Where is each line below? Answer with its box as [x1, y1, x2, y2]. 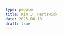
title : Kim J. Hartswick [5, 12, 58, 17]
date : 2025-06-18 [5, 16, 42, 21]
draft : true [5, 21, 30, 26]
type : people [5, 7, 33, 12]
